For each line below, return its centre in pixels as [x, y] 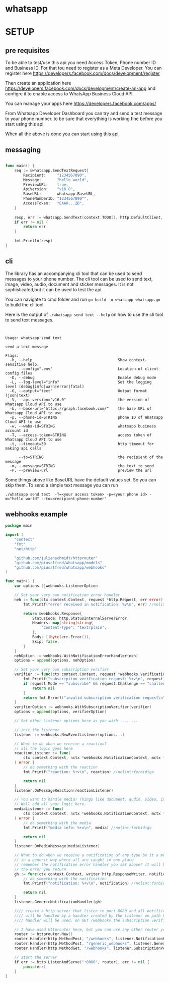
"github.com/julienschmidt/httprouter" [56, 558]
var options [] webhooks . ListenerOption [56, 586]
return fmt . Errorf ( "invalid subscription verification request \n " [94, 698]
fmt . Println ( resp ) [33, 241]
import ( [14, 535]
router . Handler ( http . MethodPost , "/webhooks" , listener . [75, 939]
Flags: [12, 356]
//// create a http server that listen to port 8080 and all [79, 911]
